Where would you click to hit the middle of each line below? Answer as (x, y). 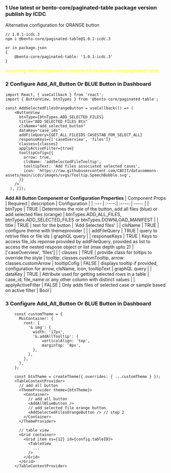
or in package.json (26, 48)
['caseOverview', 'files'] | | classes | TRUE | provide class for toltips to (79, 252)
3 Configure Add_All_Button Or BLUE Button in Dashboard (78, 303)
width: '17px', (49, 332)
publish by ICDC (26, 14)
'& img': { (40, 327)
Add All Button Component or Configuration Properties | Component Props (86, 198)
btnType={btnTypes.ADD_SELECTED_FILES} (61, 117)
